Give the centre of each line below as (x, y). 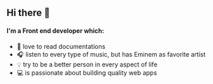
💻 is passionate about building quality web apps (87, 72)
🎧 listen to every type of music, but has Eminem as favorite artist (111, 54)
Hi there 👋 (28, 13)
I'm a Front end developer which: (55, 30)
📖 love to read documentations (61, 46)
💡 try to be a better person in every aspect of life (87, 64)
